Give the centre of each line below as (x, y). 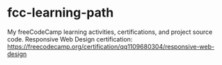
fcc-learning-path (61, 13)
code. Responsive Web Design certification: (70, 39)
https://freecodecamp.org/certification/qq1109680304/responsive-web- (111, 46)
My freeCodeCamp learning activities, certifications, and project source (110, 32)
